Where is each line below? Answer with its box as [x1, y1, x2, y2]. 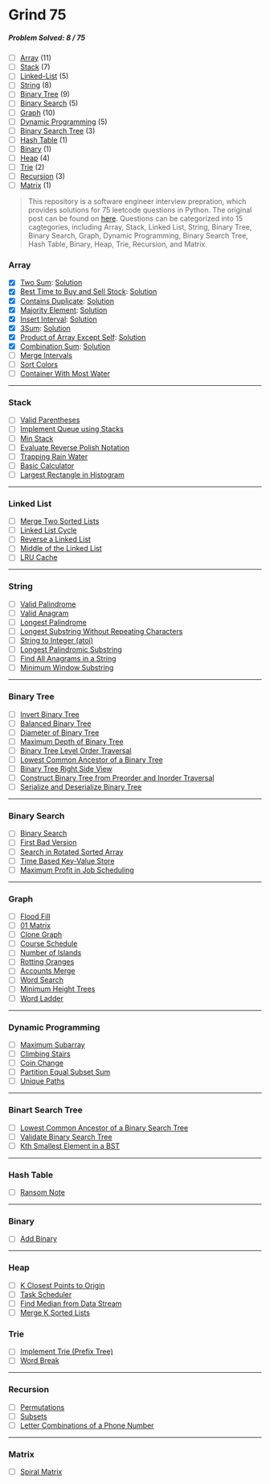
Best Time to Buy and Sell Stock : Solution [19, 287, 157, 296]
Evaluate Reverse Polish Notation [19, 442, 130, 452]
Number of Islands [19, 948, 82, 958]
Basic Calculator [19, 461, 75, 470]
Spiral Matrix [19, 1467, 63, 1477]
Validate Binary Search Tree [19, 1132, 112, 1142]
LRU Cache [19, 553, 58, 562]
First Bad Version [19, 838, 77, 848]
